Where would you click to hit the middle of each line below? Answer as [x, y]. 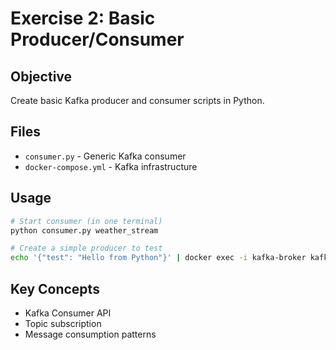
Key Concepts [55, 288]
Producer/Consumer [97, 39]
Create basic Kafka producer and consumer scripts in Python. [137, 100]
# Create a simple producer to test [86, 248]
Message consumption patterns [90, 334]
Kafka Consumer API [68, 313]
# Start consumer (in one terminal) [86, 221]
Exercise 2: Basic [83, 18]
